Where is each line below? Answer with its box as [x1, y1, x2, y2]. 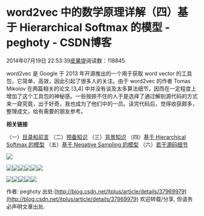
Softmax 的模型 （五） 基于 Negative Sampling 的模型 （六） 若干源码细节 [6, 140, 188, 148]
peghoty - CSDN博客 [6, 36, 112, 50]
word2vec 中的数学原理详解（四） [6, 5, 178, 19]
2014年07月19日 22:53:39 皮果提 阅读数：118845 [6, 57, 126, 64]
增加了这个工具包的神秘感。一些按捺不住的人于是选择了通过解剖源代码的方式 [6, 92, 198, 100]
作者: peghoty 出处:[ [6, 188, 56, 195]
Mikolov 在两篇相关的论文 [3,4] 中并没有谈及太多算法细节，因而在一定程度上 [6, 85, 197, 92]
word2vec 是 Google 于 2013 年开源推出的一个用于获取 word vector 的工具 [6, 70, 192, 77]
